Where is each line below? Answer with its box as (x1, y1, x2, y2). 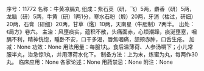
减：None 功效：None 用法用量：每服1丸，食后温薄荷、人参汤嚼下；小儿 (6, 43, 188, 50)
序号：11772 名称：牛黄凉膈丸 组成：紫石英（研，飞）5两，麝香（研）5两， (6, 5, 195, 12)
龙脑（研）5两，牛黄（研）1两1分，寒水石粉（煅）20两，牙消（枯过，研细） (6, 13, 197, 20)
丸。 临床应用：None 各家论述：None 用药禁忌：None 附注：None (6, 58, 174, 66)
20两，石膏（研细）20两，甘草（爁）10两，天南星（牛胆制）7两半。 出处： (6, 21, 195, 27)
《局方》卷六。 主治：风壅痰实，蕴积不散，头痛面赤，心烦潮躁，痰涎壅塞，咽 (6, 28, 197, 35)
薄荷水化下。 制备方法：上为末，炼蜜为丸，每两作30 (66, 51, 199, 58)
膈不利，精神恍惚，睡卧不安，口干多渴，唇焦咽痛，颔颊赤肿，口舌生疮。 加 (6, 36, 195, 42)
